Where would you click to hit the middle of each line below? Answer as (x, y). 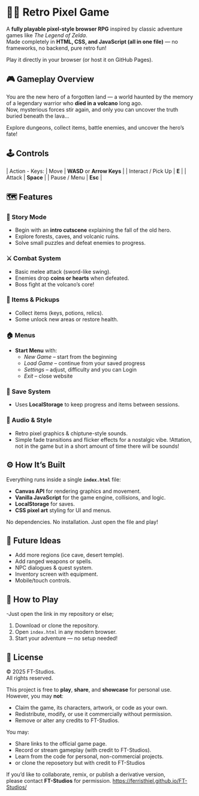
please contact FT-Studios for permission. (59, 780)
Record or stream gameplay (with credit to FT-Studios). (83, 750)
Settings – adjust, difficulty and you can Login (80, 370)
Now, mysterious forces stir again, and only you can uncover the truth (92, 109)
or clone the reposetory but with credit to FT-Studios (80, 762)
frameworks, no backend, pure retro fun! (56, 48)
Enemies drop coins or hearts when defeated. (72, 278)
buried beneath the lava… (38, 116)
